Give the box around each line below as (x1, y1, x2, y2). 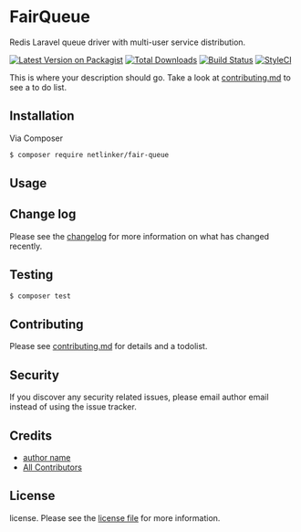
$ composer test (9, 291, 71, 301)
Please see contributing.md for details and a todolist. (9, 341, 208, 352)
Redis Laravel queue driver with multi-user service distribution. (9, 37, 246, 48)
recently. (9, 240, 43, 251)
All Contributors (22, 462, 82, 473)
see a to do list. (9, 81, 67, 92)
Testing (9, 267, 54, 282)
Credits (9, 428, 53, 443)
